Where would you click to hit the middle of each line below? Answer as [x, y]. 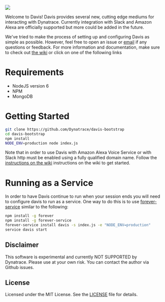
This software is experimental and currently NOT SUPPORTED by [71, 257]
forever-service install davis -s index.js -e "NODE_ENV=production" [78, 225]
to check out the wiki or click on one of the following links [64, 52]
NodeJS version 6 [31, 86]
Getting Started [37, 116]
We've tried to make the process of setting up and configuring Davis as [77, 37]
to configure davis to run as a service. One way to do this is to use [72, 202]
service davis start [26, 229]
